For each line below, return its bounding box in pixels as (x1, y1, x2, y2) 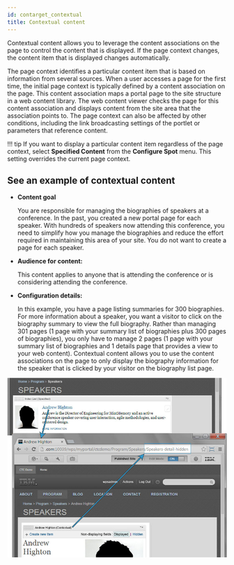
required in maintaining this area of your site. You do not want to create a (17, 236, 227, 245)
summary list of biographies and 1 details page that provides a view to (17, 342, 218, 350)
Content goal (17, 193, 56, 201)
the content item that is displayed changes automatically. (7, 53, 171, 62)
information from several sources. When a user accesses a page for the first (7, 74, 226, 83)
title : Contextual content (7, 18, 86, 26)
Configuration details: (17, 291, 83, 300)
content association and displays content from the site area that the (7, 104, 201, 112)
